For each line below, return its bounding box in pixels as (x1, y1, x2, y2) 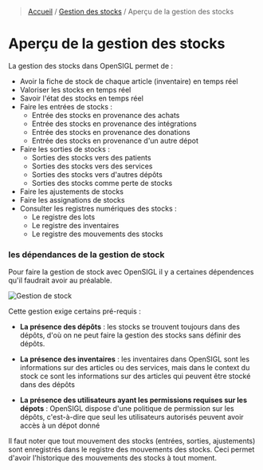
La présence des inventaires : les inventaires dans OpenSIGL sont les (19, 354, 249, 364)
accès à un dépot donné (19, 421, 100, 430)
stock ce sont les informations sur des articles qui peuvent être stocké (19, 371, 251, 381)
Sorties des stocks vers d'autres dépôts (31, 169, 163, 179)
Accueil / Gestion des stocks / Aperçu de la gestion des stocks (27, 7, 234, 16)
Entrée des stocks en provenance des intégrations (31, 119, 197, 128)
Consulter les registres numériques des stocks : (19, 203, 177, 213)
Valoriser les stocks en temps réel (19, 85, 131, 94)
